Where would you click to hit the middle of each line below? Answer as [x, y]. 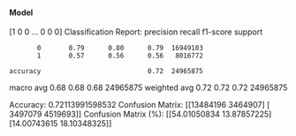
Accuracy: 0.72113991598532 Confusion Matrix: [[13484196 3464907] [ [140, 105]
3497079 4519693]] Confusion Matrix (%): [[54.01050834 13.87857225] [140, 114]
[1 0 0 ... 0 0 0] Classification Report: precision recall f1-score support [136, 32]
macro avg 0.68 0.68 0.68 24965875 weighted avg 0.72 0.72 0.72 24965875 [148, 87]
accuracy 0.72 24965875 [106, 72]
